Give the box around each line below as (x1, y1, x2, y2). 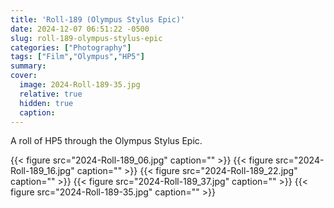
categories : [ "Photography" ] (10, 42, 132, 53)
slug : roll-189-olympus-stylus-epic (10, 33, 163, 43)
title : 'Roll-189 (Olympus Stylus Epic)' (10, 14, 186, 25)
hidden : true (19, 98, 74, 108)
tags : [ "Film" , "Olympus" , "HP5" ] (10, 52, 145, 62)
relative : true (19, 89, 83, 99)
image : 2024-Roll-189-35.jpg (19, 80, 141, 90)
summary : (10, 61, 47, 71)
